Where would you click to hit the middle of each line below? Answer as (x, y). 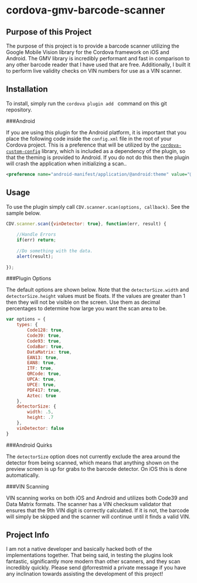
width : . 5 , (40, 412)
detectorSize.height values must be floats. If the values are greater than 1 (96, 296)
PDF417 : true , (44, 390)
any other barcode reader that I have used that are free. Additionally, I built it (98, 65)
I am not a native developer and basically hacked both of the (79, 549)
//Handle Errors (37, 235)
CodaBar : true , (46, 347)
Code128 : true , (46, 330)
